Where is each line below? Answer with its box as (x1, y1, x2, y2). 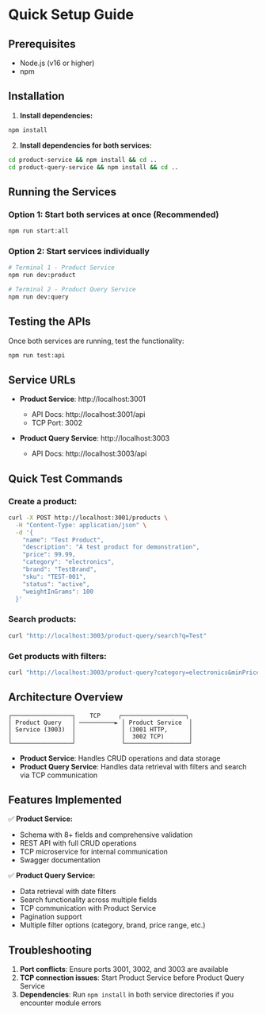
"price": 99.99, (22, 550, 77, 559)
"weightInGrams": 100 (22, 588, 93, 596)
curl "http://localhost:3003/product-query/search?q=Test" (8, 631, 207, 640)
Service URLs (8, 373, 77, 387)
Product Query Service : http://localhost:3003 (19, 434, 170, 443)
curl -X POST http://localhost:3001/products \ (8, 514, 169, 522)
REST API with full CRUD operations (19, 839, 137, 848)
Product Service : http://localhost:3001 (19, 395, 146, 404)
